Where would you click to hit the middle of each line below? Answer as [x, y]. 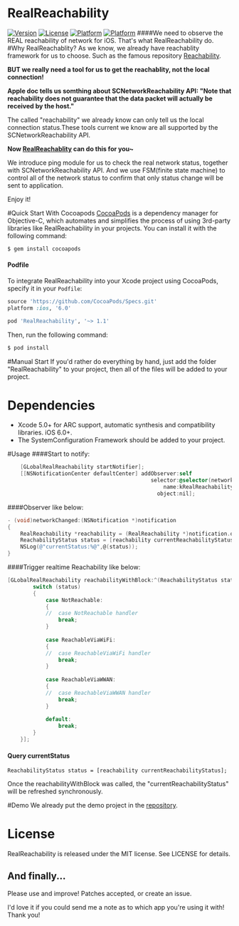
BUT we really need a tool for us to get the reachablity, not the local [108, 69]
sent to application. [36, 185]
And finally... [37, 876]
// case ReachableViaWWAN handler [98, 693]
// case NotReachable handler [92, 614]
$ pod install [28, 347]
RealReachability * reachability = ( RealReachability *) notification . [126, 534]
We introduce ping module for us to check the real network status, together [118, 163]
